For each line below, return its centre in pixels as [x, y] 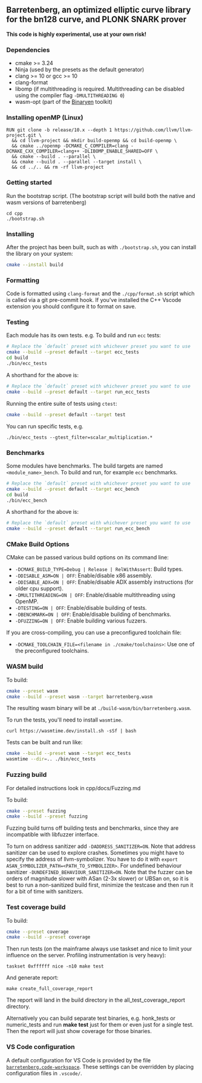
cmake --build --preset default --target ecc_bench [73, 489]
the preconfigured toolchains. [52, 651]
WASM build [25, 666]
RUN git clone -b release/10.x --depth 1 [59, 130]
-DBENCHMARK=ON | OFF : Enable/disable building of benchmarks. [93, 614]
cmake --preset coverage [37, 932]
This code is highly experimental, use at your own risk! [77, 34]
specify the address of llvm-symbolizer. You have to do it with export [92, 859]
